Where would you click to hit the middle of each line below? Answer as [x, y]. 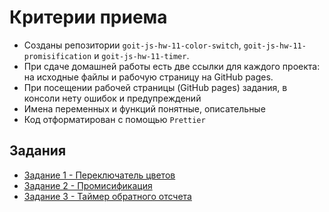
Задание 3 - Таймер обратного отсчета [107, 196]
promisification [57, 56]
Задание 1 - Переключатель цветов [99, 175]
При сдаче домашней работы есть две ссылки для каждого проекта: [172, 66]
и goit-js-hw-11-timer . [141, 55]
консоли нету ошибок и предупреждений [112, 98]
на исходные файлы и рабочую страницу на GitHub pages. [148, 77]
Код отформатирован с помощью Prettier [114, 119]
